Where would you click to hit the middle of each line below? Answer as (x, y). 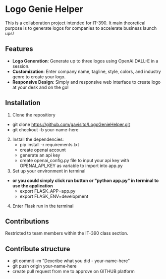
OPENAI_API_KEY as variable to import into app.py (71, 166)
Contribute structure (38, 249)
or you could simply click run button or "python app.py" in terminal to (85, 180)
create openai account (43, 150)
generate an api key (40, 155)
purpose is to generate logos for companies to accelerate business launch (81, 28)
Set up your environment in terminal (49, 171)
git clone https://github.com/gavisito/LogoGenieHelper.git (71, 124)
